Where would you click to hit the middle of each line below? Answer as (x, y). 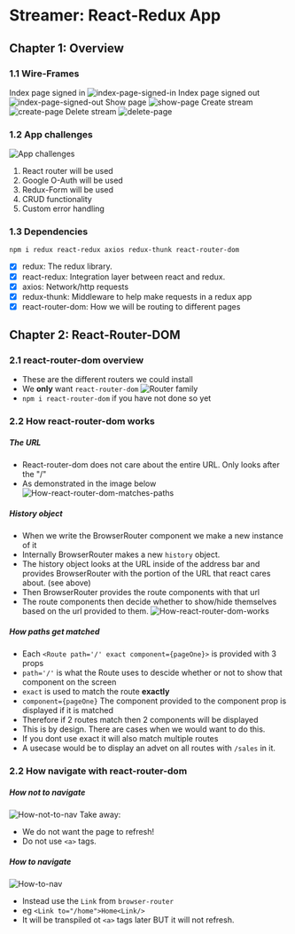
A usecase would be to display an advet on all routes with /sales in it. (149, 748)
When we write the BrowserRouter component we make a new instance (152, 536)
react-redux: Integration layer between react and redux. (124, 277)
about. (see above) (56, 583)
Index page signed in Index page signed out (135, 92)
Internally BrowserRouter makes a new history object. (121, 554)
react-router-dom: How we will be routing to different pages (131, 306)
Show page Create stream (179, 102)
